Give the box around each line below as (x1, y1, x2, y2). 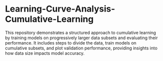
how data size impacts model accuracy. (5, 50, 85, 56)
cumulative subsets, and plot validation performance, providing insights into (5, 45, 158, 51)
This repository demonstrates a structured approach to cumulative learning (5, 30, 156, 35)
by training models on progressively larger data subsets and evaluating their (5, 35, 158, 41)
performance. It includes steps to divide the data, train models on (5, 40, 137, 46)
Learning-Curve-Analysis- (5, 3, 116, 15)
